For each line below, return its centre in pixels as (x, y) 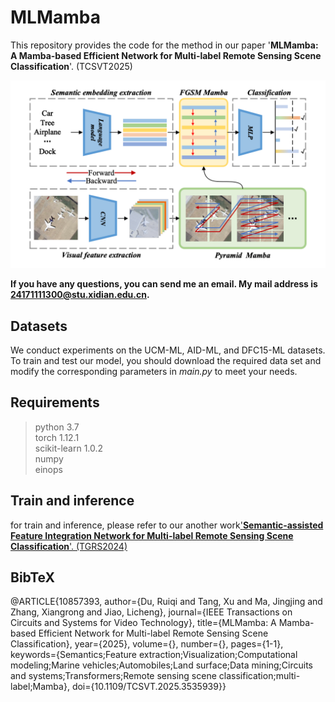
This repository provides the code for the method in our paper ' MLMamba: (164, 45)
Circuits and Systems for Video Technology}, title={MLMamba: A (143, 623)
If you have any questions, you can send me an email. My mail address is (164, 284)
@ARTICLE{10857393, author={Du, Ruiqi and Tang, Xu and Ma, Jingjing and (166, 602)
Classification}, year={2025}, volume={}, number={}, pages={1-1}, (147, 644)
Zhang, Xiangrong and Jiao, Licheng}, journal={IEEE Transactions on (151, 612)
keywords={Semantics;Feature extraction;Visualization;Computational (154, 655)
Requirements (55, 402)
